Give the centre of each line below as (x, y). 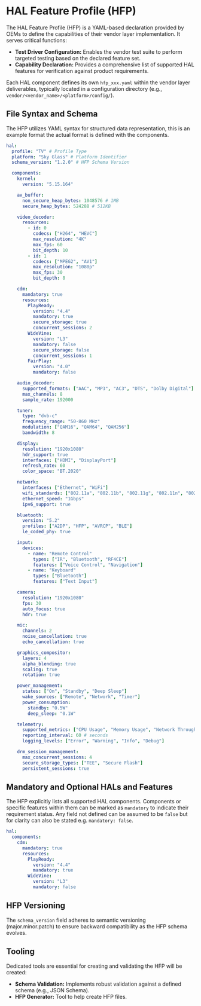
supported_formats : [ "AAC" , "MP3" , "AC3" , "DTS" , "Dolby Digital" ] (108, 389)
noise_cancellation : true (54, 637)
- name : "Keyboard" (52, 570)
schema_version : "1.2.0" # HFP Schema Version (71, 163)
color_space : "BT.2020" (52, 471)
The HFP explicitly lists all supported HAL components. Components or (94, 802)
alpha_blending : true (49, 664)
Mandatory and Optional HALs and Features (90, 787)
